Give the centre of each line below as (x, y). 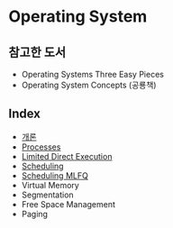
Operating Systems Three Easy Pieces (92, 74)
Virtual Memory (50, 185)
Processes (41, 147)
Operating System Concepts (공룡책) (89, 85)
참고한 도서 (37, 52)
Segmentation (47, 195)
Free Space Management (68, 204)
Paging (35, 214)
